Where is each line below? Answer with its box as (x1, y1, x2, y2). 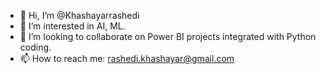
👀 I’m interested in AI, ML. (19, 20, 126, 32)
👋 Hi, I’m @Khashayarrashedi (19, 10, 140, 21)
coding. (19, 41, 52, 53)
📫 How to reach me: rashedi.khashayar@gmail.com (19, 53, 235, 64)
